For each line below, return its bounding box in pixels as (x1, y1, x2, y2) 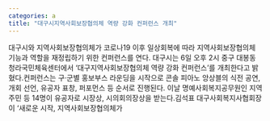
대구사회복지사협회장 (196, 93, 263, 102)
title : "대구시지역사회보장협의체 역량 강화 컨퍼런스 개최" (8, 19, 178, 27)
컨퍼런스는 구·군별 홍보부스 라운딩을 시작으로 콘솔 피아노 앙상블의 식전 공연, (23, 73, 261, 82)
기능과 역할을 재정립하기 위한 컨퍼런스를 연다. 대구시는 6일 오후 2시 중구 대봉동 (8, 52, 256, 62)
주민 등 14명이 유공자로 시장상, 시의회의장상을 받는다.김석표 (8, 93, 196, 102)
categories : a (8, 11, 57, 20)
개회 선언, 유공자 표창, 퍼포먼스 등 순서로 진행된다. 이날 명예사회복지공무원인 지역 (8, 82, 263, 93)
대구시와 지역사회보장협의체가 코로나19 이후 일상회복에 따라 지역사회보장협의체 (8, 42, 256, 52)
